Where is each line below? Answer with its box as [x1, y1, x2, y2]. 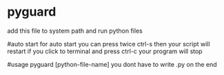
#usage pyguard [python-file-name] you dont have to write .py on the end [7, 60, 217, 68]
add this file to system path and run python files [7, 27, 143, 35]
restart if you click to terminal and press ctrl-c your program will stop [7, 47, 203, 55]
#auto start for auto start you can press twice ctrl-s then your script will [7, 40, 210, 48]
